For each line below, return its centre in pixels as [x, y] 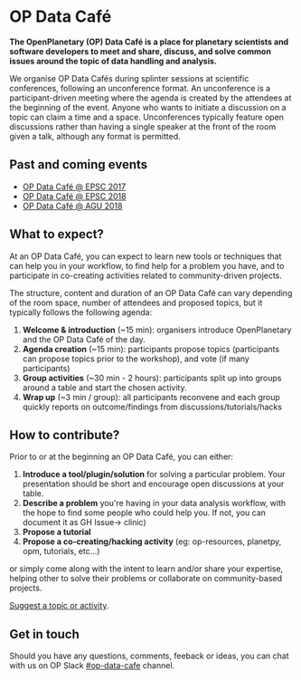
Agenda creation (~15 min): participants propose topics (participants [151, 349]
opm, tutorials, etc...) [61, 551]
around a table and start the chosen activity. [104, 388]
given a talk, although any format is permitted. [95, 136]
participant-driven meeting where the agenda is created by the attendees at [150, 98]
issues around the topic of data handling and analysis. [113, 61]
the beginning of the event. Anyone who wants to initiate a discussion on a [148, 107]
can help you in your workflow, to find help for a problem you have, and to [147, 265]
